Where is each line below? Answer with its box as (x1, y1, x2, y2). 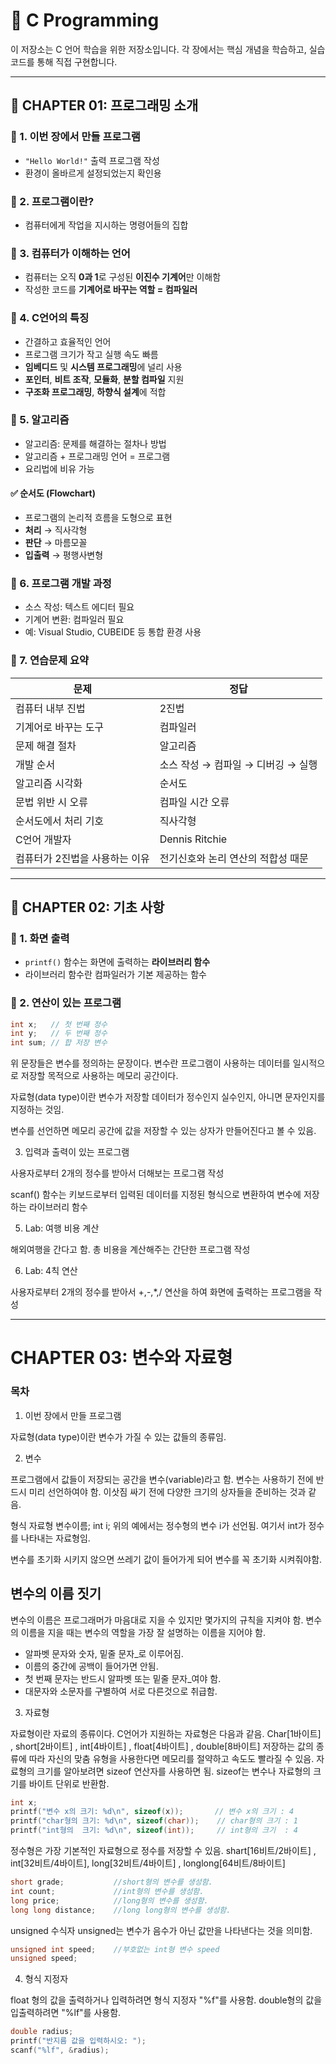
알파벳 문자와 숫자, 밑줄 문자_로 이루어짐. (24, 1647, 184, 1659)
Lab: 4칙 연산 (24, 1265, 78, 1277)
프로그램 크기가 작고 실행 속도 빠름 (24, 348, 159, 360)
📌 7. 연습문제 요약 (10, 654, 90, 668)
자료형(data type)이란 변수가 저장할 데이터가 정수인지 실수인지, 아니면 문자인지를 (10, 1091, 326, 1103)
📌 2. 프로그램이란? (10, 194, 95, 208)
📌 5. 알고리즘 (10, 413, 70, 427)
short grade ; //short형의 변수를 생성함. (10, 1877, 213, 1888)
